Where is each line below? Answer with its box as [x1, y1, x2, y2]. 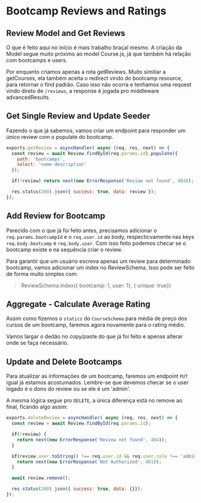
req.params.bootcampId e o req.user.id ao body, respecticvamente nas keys [6, 233, 194, 240]
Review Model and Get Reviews [6, 28, 126, 38]
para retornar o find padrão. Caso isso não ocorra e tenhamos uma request [6, 81, 191, 88]
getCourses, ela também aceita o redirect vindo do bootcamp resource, [6, 75, 182, 81]
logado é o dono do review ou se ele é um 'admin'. [6, 385, 130, 393]
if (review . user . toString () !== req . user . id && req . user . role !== [11, 453, 178, 459]
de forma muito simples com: [6, 270, 78, 277]
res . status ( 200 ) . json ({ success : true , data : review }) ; [11, 189, 157, 195]
